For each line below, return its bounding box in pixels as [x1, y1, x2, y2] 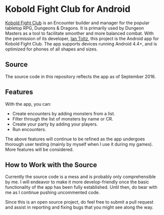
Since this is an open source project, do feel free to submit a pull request [5, 199, 154, 205]
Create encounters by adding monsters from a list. [12, 110, 115, 117]
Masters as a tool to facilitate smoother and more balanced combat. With [5, 30, 154, 36]
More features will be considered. [5, 146, 74, 152]
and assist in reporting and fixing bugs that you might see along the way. [5, 204, 154, 211]
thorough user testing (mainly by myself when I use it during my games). [5, 141, 154, 147]
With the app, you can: [5, 101, 52, 107]
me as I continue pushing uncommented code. [5, 189, 100, 196]
